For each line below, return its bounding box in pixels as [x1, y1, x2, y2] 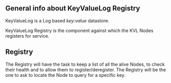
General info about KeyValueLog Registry [5, 4, 140, 13]
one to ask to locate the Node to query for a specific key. [5, 72, 126, 78]
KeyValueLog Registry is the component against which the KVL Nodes [5, 27, 154, 34]
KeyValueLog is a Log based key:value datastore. [5, 17, 109, 23]
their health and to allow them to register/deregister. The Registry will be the [5, 66, 166, 73]
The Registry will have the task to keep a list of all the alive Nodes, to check [5, 61, 165, 67]
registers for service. [5, 33, 50, 39]
